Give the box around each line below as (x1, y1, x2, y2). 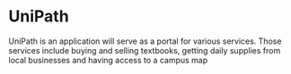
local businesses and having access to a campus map (8, 54, 208, 65)
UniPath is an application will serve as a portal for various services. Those (8, 36, 282, 46)
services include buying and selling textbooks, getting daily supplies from (8, 45, 281, 55)
